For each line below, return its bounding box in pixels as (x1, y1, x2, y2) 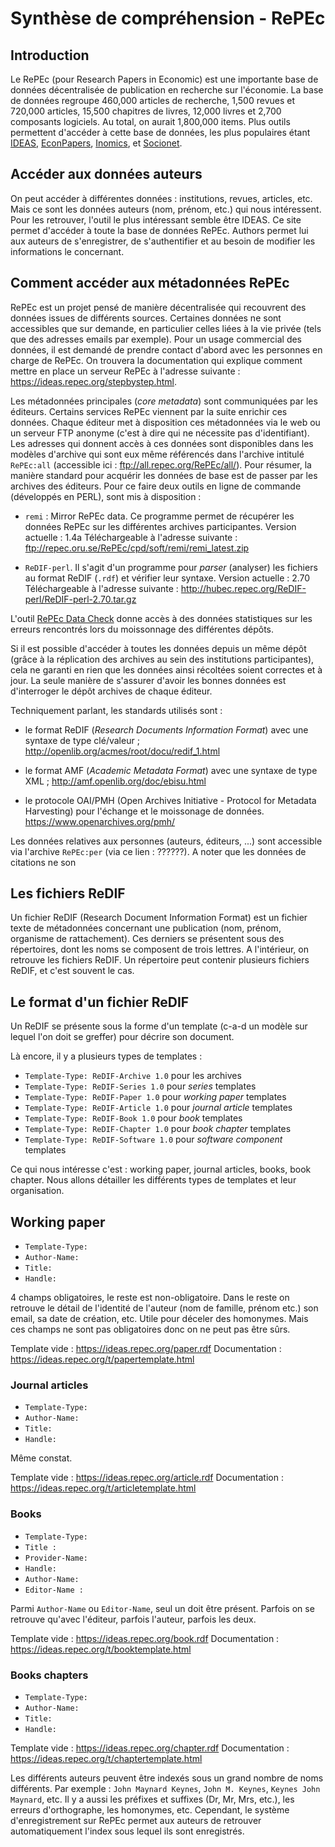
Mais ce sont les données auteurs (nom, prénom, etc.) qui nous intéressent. (10, 203, 322, 215)
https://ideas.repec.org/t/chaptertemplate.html (10, 1752, 203, 1764)
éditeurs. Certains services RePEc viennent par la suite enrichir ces (10, 405, 288, 417)
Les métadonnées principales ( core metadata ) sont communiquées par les (10, 395, 318, 407)
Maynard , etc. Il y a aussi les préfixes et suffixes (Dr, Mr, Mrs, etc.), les (10, 1793, 295, 1805)
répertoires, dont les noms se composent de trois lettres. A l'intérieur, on (10, 943, 309, 956)
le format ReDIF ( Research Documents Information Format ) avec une (24, 723, 309, 736)
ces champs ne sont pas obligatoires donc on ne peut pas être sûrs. (10, 1323, 291, 1336)
